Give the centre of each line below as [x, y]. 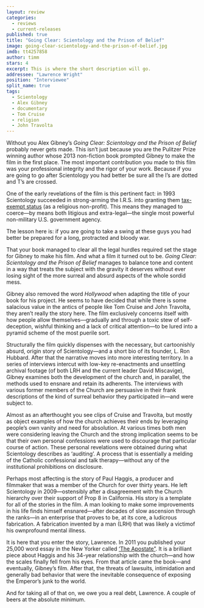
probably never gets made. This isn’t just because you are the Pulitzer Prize [101, 150]
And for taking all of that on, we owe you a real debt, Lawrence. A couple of [101, 593]
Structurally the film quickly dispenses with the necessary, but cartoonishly [100, 345]
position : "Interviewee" [38, 80]
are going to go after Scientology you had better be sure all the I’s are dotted [102, 175]
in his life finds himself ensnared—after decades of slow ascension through [101, 511]
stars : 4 [17, 63]
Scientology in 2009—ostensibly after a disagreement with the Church [94, 491]
